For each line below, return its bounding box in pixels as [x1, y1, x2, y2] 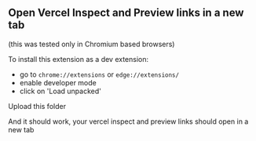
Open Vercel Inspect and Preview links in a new [8, 6, 244, 20]
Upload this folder [8, 101, 67, 110]
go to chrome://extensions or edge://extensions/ [19, 70, 179, 79]
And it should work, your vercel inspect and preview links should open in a [8, 117, 249, 126]
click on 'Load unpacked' [19, 86, 102, 96]
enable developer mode [19, 78, 97, 87]
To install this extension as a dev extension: [8, 54, 149, 63]
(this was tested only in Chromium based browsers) [8, 39, 175, 49]
